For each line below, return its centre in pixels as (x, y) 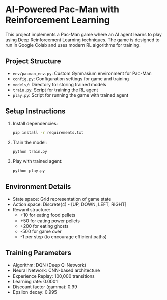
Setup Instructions (35, 111)
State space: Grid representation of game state (62, 199)
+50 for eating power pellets (50, 221)
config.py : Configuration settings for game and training (71, 79)
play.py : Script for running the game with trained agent (71, 95)
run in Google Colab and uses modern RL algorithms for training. (73, 45)
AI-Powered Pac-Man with (62, 9)
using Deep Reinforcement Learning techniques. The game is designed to (82, 40)
